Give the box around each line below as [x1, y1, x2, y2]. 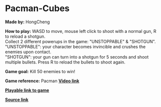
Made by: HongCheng [5, 19, 50, 25]
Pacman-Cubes [5, 3, 70, 14]
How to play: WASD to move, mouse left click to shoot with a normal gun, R [5, 28, 157, 34]
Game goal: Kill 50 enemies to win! [5, 68, 76, 74]
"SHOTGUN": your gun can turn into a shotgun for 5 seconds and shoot [5, 54, 149, 60]
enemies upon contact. [5, 49, 51, 55]
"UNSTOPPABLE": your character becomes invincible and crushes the [5, 44, 146, 49]
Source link [5, 96, 29, 102]
